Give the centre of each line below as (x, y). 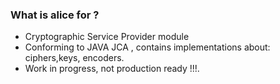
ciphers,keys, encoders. (74, 58)
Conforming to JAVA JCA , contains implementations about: (147, 47)
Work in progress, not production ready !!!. (112, 69)
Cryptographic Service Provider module (107, 37)
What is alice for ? (55, 15)
